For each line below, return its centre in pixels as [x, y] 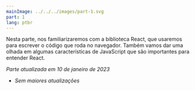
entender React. [26, 58]
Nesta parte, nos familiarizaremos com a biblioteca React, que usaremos [94, 39]
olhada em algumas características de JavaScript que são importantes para [98, 52]
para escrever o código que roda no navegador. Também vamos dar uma [95, 45]
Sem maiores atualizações [47, 81]
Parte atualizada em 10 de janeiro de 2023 [58, 69]
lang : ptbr [19, 22]
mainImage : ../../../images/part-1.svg [55, 11]
